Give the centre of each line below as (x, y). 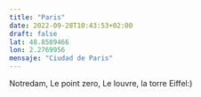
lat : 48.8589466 (39, 42)
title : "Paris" (37, 17)
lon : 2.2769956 (37, 50)
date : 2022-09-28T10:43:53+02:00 (71, 26)
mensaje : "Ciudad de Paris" (61, 58)
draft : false (33, 34)
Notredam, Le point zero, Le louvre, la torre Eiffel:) (101, 83)
